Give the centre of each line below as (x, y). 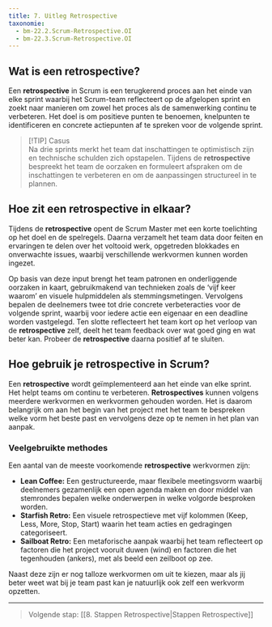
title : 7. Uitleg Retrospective (63, 16)
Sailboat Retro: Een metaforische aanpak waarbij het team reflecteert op (141, 541)
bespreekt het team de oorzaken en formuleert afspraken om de (135, 167)
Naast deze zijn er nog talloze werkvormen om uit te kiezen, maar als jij (127, 574)
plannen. (43, 184)
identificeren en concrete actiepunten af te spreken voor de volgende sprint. (136, 125)
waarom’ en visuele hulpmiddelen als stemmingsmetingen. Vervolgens (126, 295)
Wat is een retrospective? (74, 71)
